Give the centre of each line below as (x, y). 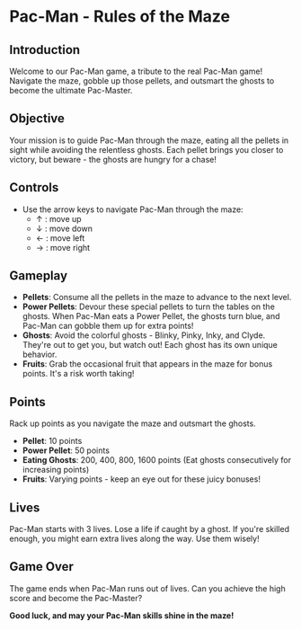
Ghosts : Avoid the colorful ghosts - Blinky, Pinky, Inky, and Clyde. (144, 335)
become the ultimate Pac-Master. (71, 90)
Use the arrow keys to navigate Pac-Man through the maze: (133, 209)
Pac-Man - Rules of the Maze (120, 17)
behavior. (40, 355)
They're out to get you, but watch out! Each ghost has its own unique (150, 345)
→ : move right (63, 247)
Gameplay (39, 276)
